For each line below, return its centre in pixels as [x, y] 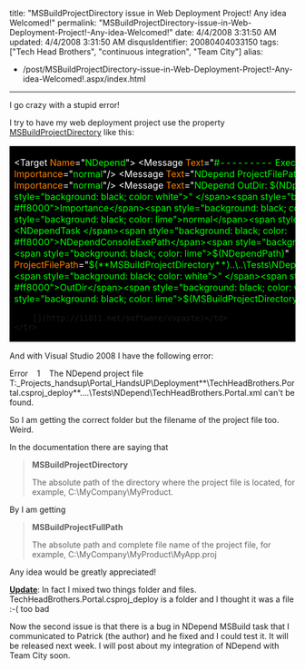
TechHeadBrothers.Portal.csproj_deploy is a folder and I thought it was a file [152, 599]
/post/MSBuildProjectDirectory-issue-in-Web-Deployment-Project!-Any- [157, 69]
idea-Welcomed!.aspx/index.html [84, 79]
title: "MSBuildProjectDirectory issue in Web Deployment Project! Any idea [148, 13]
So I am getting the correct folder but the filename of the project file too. [144, 420]
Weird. [22, 429]
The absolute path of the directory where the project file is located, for [163, 482]
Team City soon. [40, 655]
